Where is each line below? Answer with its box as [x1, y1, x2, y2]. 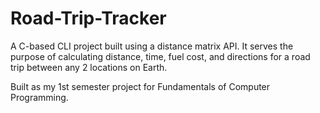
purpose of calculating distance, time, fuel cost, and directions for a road [10, 50, 311, 62]
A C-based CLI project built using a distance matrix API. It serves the [10, 40, 294, 52]
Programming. [10, 91, 69, 103]
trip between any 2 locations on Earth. [10, 61, 168, 73]
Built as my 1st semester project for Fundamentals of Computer [10, 80, 271, 92]
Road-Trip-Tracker [10, 7, 167, 30]
